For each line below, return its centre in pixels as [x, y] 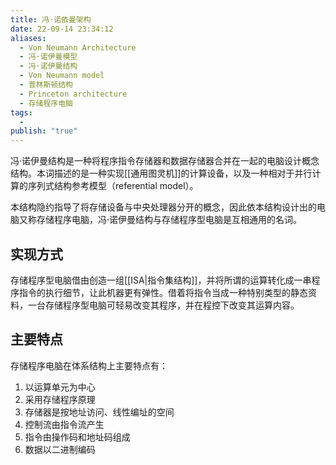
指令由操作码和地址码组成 [77, 437]
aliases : [28, 38]
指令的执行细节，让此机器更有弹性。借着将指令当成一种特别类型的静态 [163, 292]
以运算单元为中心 [60, 387]
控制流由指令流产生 [64, 424]
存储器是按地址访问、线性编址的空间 [99, 412]
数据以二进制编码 [60, 449]
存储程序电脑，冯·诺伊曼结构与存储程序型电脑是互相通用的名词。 [169, 220]
